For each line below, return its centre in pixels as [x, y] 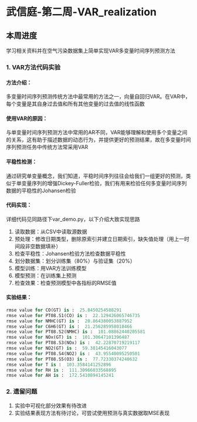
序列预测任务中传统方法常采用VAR [47, 147]
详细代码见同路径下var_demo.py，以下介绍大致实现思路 [73, 219]
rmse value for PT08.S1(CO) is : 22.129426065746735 [73, 315]
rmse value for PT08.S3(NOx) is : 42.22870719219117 [73, 343]
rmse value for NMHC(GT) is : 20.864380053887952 [69, 321]
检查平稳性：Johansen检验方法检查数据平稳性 [70, 253]
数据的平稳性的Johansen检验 [41, 190]
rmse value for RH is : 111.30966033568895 [61, 370]
